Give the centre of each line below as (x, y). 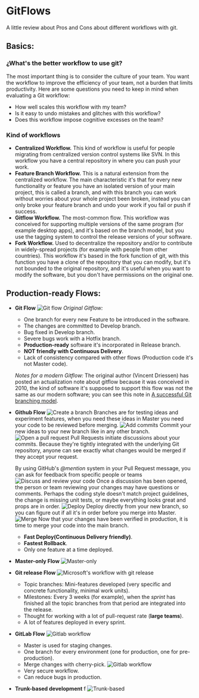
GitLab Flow (30, 634)
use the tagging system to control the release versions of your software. (103, 236)
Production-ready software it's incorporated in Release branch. (102, 345)
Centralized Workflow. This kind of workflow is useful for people (95, 148)
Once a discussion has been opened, (142, 481)
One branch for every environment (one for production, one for (101, 651)
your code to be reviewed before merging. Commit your (103, 425)
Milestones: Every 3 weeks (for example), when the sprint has (99, 597)
